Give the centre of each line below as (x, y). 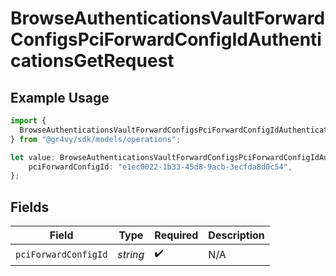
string (131, 254)
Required (176, 235)
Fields (30, 207)
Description (236, 235)
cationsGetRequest (92, 61)
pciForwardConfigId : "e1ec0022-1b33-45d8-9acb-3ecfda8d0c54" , (160, 167)
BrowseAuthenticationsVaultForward (168, 18)
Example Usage (60, 97)
